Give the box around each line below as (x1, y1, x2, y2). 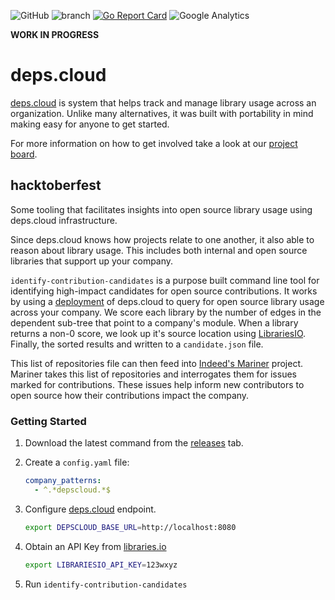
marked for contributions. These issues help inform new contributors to (10, 378, 305, 390)
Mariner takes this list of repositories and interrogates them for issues (10, 368, 297, 380)
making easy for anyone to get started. (10, 118, 170, 130)
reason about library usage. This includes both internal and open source (10, 244, 308, 256)
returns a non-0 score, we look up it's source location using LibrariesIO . (10, 327, 307, 339)
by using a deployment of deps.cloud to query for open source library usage (10, 295, 325, 307)
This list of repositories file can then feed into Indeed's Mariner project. (10, 357, 304, 369)
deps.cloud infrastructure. (10, 214, 118, 226)
